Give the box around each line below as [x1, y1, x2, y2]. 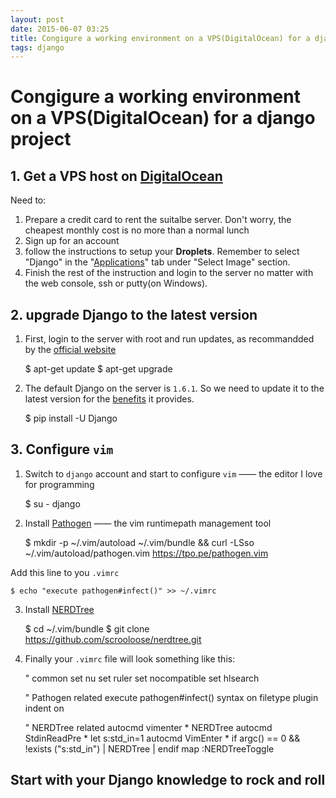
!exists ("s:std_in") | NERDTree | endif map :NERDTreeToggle [24, 742, 275, 755]
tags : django [10, 42, 65, 53]
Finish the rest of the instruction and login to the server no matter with [24, 267, 314, 279]
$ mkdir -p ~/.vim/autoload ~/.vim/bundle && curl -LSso [24, 536, 255, 548]
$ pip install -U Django [24, 412, 118, 425]
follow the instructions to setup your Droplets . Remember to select [24, 246, 300, 258]
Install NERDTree [24, 603, 95, 615]
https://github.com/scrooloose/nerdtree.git [24, 633, 202, 645]
